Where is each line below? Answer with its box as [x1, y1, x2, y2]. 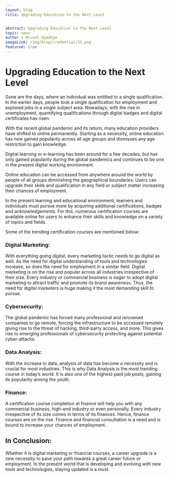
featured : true [5, 45, 37, 50]
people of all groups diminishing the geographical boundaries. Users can [5, 177, 157, 183]
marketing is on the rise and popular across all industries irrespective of [5, 269, 155, 275]
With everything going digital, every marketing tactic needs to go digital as [5, 253, 160, 259]
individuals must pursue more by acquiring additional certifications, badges [5, 203, 162, 209]
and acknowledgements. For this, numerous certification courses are [5, 208, 149, 214]
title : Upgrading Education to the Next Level [5, 12, 105, 17]
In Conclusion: [5, 437, 52, 445]
